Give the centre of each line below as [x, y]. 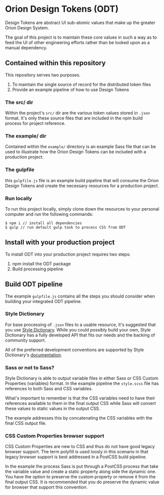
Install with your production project [60, 243]
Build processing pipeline [38, 269]
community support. [25, 340]
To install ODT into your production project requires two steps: [68, 254]
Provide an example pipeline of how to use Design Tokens [70, 90]
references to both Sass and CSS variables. [49, 389]
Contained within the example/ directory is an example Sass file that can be [81, 147]
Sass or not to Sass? [30, 367]
